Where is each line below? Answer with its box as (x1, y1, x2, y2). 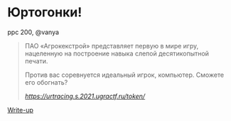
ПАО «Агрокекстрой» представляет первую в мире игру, (24, 41, 199, 50)
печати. (24, 56, 48, 65)
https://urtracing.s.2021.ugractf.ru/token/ (24, 92, 146, 100)
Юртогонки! (7, 4, 82, 21)
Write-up (7, 105, 34, 114)
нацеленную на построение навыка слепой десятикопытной (24, 49, 210, 58)
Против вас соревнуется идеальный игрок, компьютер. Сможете (24, 70, 225, 79)
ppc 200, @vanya (7, 28, 59, 36)
